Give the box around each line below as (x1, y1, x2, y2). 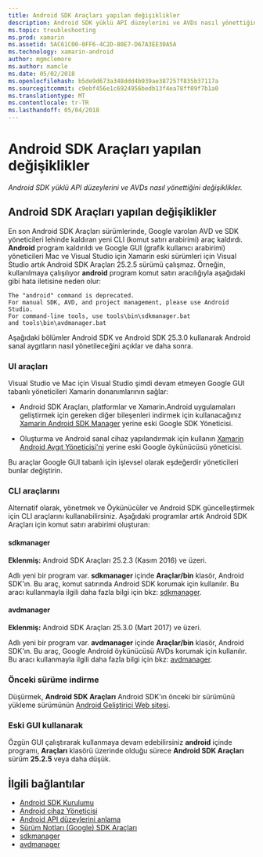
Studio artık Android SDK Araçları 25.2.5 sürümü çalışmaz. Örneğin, (8, 260, 225, 269)
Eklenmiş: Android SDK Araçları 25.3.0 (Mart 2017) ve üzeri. (8, 622, 202, 632)
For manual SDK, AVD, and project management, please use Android (8, 298, 229, 306)
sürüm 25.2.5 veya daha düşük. (8, 754, 111, 764)
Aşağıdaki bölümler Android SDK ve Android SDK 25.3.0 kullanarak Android (8, 333, 250, 342)
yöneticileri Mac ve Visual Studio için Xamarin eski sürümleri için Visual (8, 251, 237, 261)
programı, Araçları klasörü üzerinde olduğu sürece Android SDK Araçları (8, 746, 244, 756)
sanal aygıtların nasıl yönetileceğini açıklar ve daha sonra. (8, 341, 193, 350)
